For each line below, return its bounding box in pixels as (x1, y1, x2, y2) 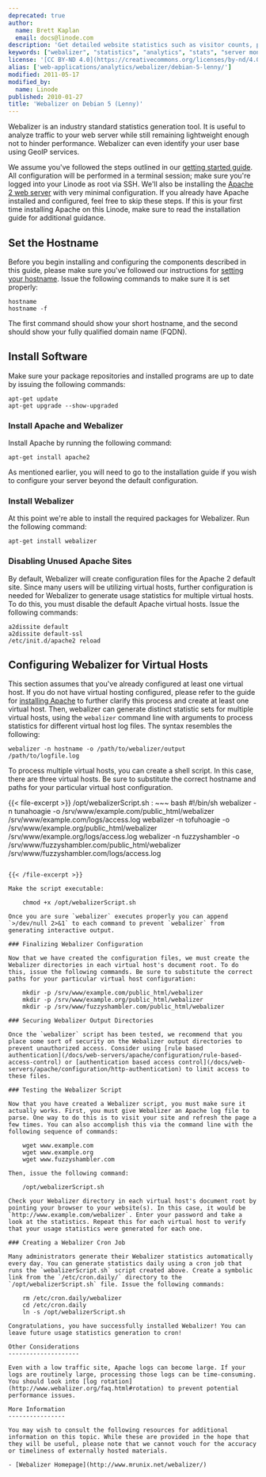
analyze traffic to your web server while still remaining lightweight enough (8, 130, 249, 140)
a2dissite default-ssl (8, 630, 83, 638)
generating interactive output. (8, 926, 115, 934)
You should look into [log (8, 1378, 97, 1386)
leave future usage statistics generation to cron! (8, 1329, 182, 1337)
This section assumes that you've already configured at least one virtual (8, 679, 244, 689)
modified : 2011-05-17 (8, 71, 80, 79)
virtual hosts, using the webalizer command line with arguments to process (8, 713, 253, 723)
